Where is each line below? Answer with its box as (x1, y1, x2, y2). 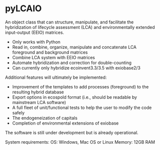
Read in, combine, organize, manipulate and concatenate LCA (12, 44, 137, 50)
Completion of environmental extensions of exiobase (12, 120, 119, 126)
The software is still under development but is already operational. (5, 129, 138, 135)
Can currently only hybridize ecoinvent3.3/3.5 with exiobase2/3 (12, 64, 141, 71)
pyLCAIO (5, 3, 42, 14)
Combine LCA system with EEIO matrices (12, 54, 95, 60)
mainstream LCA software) (12, 99, 66, 105)
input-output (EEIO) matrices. (5, 29, 65, 35)
